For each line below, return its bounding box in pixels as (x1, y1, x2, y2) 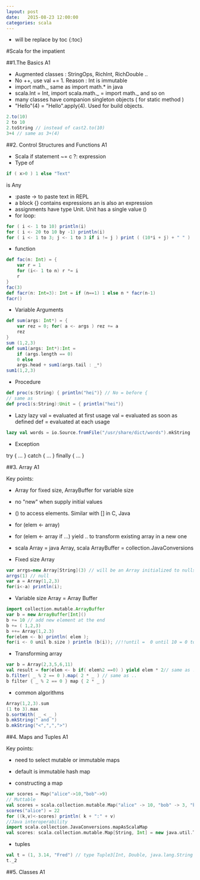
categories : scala (6, 20, 52, 26)
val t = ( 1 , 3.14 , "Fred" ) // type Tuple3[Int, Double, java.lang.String (6, 852, 193, 858)
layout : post (6, 8, 39, 15)
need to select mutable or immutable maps (14, 757, 120, 764)
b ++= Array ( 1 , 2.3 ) (6, 628, 55, 634)
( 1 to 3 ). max (6, 706, 39, 712)
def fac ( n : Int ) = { (6, 257, 58, 263)
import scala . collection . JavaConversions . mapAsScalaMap (6, 824, 148, 831)
